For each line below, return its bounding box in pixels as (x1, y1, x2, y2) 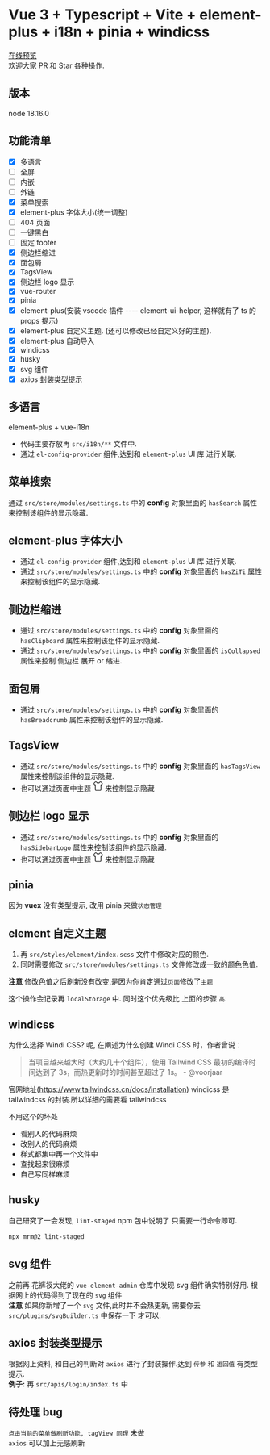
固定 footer (19, 238, 57, 248)
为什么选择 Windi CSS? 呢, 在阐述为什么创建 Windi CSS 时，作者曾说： (8, 1040, 243, 1050)
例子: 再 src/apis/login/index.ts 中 (8, 1379, 129, 1389)
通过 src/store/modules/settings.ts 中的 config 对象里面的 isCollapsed (19, 646, 260, 655)
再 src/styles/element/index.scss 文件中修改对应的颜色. (19, 950, 210, 960)
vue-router (19, 286, 56, 296)
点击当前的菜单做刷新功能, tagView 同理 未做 (8, 1428, 145, 1438)
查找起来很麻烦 (19, 1160, 70, 1169)
